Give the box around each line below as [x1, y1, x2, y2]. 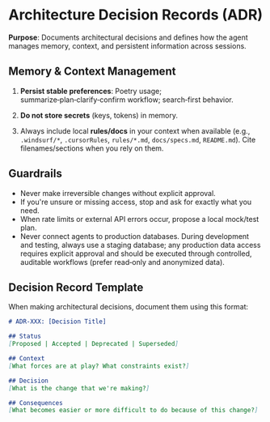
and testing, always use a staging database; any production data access [19, 240, 261, 249]
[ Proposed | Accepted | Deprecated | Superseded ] [8, 340, 179, 348]
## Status [8, 332, 42, 341]
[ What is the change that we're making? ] [8, 384, 150, 392]
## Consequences [8, 399, 63, 407]
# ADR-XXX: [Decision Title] [8, 318, 107, 326]
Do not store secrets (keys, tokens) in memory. [19, 110, 179, 120]
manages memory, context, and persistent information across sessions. [8, 40, 247, 50]
